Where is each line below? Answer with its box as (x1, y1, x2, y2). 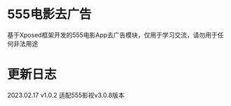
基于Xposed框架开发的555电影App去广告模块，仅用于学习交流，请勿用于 (7, 31, 218, 39)
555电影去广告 (7, 6, 92, 22)
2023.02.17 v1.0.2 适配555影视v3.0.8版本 (7, 91, 125, 99)
